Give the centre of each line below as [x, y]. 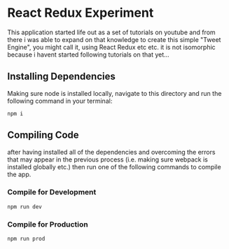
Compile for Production [48, 224]
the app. [19, 174]
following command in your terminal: [60, 101]
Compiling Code [43, 135]
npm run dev [25, 207]
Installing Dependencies [61, 77]
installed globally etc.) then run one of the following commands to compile [114, 166]
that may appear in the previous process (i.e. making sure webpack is [107, 159]
